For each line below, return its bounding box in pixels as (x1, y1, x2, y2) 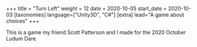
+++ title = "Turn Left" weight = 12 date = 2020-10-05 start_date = (6, 5, 167, 12)
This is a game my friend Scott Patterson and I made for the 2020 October (6, 29, 186, 36)
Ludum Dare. (6, 35, 38, 42)
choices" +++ (6, 18, 39, 24)
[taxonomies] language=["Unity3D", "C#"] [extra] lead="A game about (14, 11, 184, 18)
